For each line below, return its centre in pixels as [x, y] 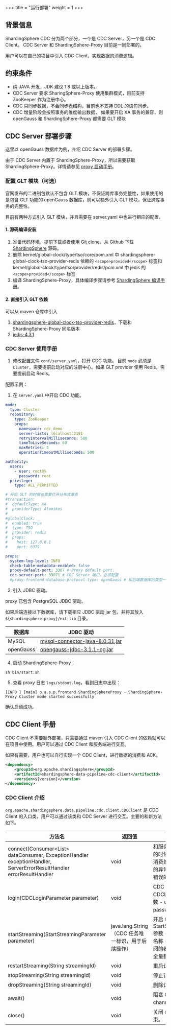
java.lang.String [130, 926]
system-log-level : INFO [35, 561]
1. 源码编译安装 [21, 229]
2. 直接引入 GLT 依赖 [27, 299]
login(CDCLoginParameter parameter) [53, 898]
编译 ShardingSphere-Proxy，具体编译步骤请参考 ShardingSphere [82, 280]
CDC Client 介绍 [25, 798]
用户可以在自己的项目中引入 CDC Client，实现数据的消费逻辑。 [71, 56]
